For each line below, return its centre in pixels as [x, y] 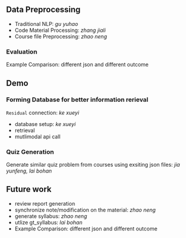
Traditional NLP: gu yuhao [46, 24]
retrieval [25, 130]
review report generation [45, 203]
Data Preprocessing [43, 10]
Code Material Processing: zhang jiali [60, 30]
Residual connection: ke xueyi [43, 113]
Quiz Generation [30, 151]
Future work [29, 189]
